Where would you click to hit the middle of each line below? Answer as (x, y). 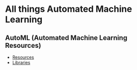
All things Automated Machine (68, 9)
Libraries (21, 62)
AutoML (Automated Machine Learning (66, 38)
